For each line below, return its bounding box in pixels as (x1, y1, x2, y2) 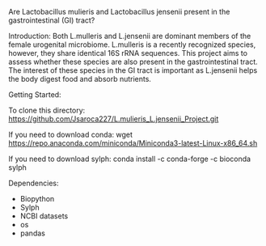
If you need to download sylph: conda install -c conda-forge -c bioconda (8, 154, 251, 163)
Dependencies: (8, 178, 59, 188)
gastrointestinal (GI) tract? (8, 15, 95, 25)
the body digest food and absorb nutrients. (8, 74, 152, 83)
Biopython (19, 194, 55, 203)
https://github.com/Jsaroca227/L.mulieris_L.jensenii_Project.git (8, 114, 219, 124)
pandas (19, 228, 46, 238)
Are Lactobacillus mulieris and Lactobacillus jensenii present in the (8, 7, 230, 16)
